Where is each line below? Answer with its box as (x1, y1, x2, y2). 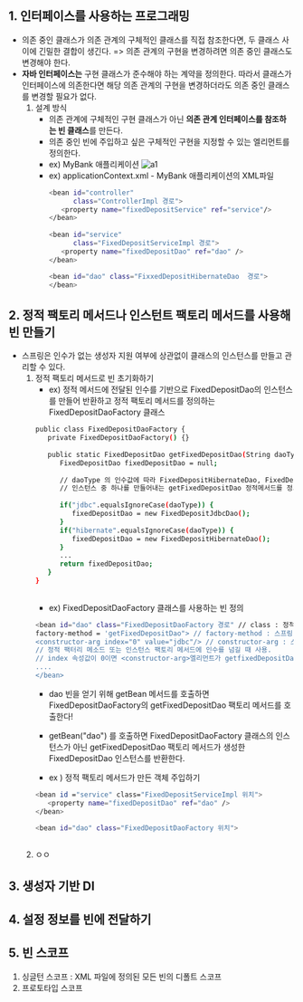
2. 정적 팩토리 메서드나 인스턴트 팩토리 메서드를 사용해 (8, 307, 291, 323)
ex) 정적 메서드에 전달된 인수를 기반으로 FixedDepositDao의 (48, 384, 262, 396)
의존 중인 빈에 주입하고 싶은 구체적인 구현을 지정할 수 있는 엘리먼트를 (48, 136, 290, 147)
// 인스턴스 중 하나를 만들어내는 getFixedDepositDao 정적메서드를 (59, 483, 283, 493)
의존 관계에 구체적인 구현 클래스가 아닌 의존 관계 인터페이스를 (48, 113, 263, 124)
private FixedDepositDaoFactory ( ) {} (47, 434, 190, 443)
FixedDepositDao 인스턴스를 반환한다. (48, 752, 185, 763)
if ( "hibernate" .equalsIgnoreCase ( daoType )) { (59, 526, 234, 535)
